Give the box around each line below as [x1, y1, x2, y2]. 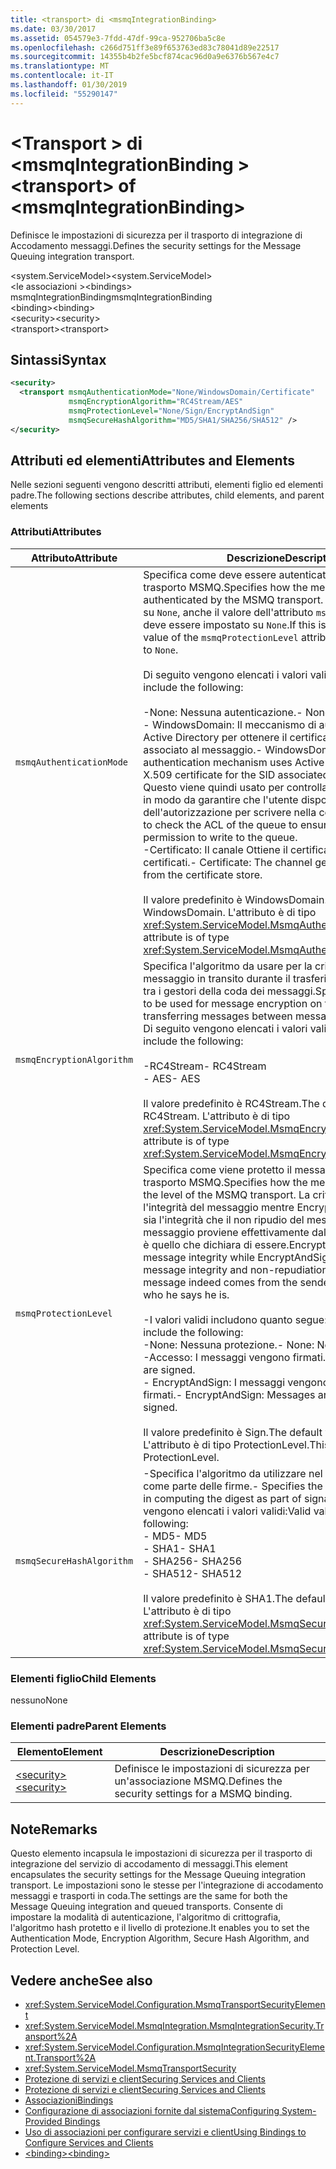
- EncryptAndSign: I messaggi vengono [143, 1375, 330, 1389]
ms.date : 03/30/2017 [10, 24, 97, 34]
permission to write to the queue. [143, 830, 298, 844]
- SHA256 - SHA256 [143, 1554, 243, 1568]
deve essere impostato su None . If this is [143, 617, 327, 631]
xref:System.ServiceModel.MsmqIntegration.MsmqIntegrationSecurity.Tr [24, 2019, 325, 2031]
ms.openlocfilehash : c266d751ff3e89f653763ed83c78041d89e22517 [10, 42, 280, 53]
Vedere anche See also [10, 1972, 153, 1989]
